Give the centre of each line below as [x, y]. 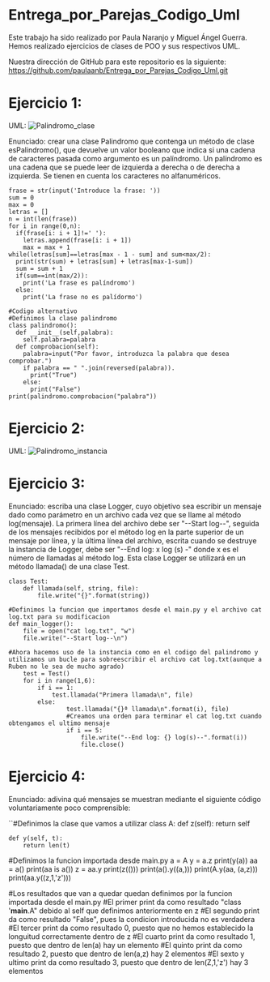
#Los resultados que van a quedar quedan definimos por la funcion [120, 893]
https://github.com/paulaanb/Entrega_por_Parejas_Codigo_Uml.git [118, 70]
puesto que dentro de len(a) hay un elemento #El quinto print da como [125, 945]
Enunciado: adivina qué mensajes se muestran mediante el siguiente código [135, 799]
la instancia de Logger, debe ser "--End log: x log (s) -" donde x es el [123, 549]
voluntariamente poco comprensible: [70, 808]
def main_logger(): [41, 624]
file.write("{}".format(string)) [94, 595]
